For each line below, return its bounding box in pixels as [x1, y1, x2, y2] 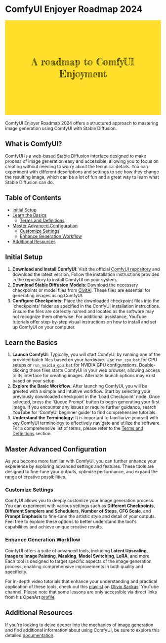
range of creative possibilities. [5, 474, 67, 480]
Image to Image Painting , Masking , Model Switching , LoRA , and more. [5, 553, 151, 559]
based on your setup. [12, 378, 56, 384]
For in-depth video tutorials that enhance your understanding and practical [5, 578, 157, 584]
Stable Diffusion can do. [5, 179, 54, 185]
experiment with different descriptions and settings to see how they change [5, 169, 159, 175]
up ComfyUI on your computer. [12, 324, 76, 330]
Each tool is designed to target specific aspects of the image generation [5, 558, 152, 564]
